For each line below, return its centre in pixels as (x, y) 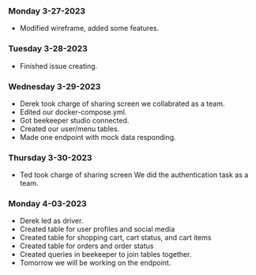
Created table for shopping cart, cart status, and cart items (115, 238)
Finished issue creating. (58, 66)
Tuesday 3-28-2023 (48, 49)
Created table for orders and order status (87, 246)
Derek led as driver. (51, 221)
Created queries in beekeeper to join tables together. (105, 254)
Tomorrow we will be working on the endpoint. (95, 263)
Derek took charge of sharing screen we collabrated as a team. (122, 104)
